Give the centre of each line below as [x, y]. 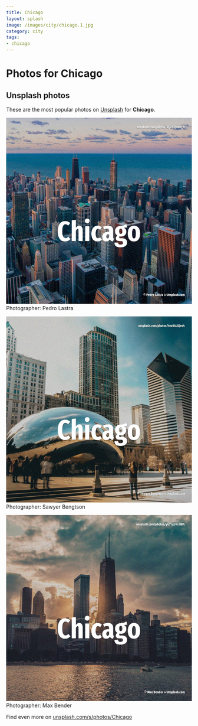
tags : [13, 38]
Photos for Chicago [55, 74]
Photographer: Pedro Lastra [40, 308]
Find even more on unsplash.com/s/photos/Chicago [69, 717]
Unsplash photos [38, 95]
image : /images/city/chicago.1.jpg [50, 25]
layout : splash [25, 19]
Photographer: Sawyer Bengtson [46, 507]
